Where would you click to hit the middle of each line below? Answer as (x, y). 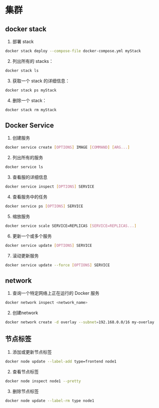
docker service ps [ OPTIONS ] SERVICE (44, 206)
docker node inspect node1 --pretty (43, 381)
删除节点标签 (25, 391)
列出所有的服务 (28, 158)
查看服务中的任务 (30, 197)
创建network (25, 313)
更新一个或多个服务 (32, 236)
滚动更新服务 (25, 255)
